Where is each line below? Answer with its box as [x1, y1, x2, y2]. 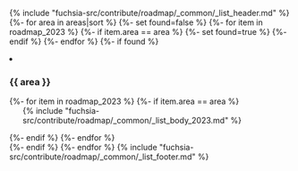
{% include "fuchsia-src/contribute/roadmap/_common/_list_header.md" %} [9, 8, 290, 18]
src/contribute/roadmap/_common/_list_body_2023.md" [21, 115, 229, 126]
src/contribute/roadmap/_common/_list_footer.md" [9, 151, 196, 162]
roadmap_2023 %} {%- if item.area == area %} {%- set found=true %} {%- [9, 27, 287, 37]
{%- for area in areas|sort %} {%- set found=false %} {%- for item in [9, 17, 264, 28]
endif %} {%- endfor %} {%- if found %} [9, 36, 159, 47]
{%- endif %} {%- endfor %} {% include [9, 142, 158, 153]
